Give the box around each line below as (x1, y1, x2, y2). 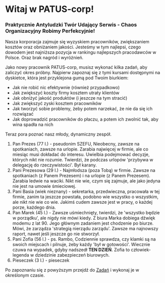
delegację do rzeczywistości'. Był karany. (12, 162, 97, 168)
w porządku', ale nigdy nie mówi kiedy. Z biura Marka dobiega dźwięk (12, 215, 156, 221)
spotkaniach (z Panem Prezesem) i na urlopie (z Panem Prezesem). (12, 173, 151, 179)
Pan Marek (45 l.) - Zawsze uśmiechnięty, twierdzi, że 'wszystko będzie (12, 210, 160, 216)
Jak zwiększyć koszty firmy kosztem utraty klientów (12, 90, 120, 96)
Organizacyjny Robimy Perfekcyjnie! (5, 27, 95, 34)
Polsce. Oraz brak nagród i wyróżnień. (5, 55, 83, 61)
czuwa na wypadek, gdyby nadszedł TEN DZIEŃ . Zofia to (12, 247, 130, 253)
